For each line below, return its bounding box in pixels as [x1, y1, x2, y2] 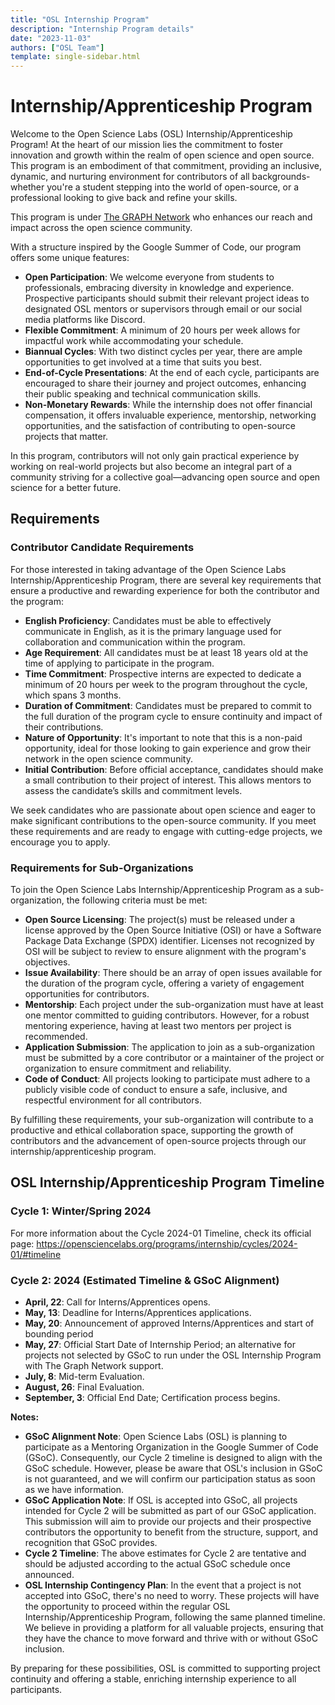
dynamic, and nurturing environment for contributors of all [10, 171, 250, 183]
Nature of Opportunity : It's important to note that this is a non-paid [24, 731, 303, 743]
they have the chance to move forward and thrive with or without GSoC [24, 1632, 318, 1645]
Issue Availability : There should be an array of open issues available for [24, 967, 323, 979]
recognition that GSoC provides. [24, 1537, 158, 1549]
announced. [24, 1569, 75, 1581]
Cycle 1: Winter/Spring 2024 [10, 1204, 152, 1218]
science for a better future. [10, 482, 122, 494]
